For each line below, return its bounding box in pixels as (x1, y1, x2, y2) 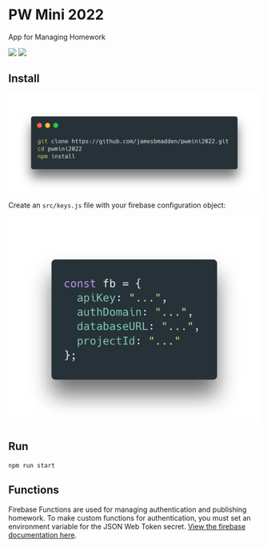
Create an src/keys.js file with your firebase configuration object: (8, 200, 226, 210)
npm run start (8, 462, 56, 470)
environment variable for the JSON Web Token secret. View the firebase (8, 521, 246, 531)
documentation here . (8, 530, 78, 540)
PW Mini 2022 (8, 6, 104, 24)
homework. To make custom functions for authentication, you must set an (8, 513, 252, 522)
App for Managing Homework (8, 32, 106, 42)
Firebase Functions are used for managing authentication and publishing (8, 505, 247, 514)
